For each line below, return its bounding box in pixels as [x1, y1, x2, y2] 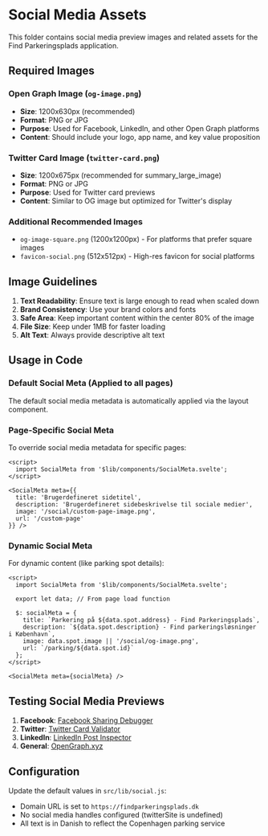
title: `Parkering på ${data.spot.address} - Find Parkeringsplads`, [22, 617, 261, 625]
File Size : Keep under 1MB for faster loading [19, 322, 166, 331]
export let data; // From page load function [15, 595, 171, 604]
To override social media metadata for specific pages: [8, 443, 187, 453]
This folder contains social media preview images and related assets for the [8, 32, 258, 42]
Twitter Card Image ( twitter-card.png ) [8, 152, 160, 163]
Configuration [8, 764, 80, 778]
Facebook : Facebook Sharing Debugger [19, 715, 153, 725]
